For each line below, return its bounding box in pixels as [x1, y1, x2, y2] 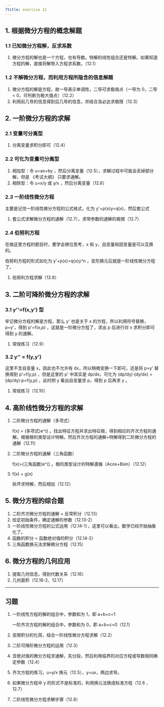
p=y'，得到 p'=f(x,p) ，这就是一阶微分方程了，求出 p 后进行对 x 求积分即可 [5, 324, 155, 330]
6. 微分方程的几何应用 [5, 557, 71, 565]
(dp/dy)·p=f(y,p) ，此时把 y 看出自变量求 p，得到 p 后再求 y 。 [5, 378, 130, 383]
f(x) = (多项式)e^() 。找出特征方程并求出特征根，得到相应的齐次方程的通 [12, 428, 157, 434]
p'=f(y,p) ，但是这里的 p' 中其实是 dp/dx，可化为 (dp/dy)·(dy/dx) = [19, 371, 153, 378]
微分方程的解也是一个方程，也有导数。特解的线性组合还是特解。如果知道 [12, 54, 158, 60]
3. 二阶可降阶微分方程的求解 [5, 290, 90, 299]
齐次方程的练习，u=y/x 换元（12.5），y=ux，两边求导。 [12, 670, 122, 676]
